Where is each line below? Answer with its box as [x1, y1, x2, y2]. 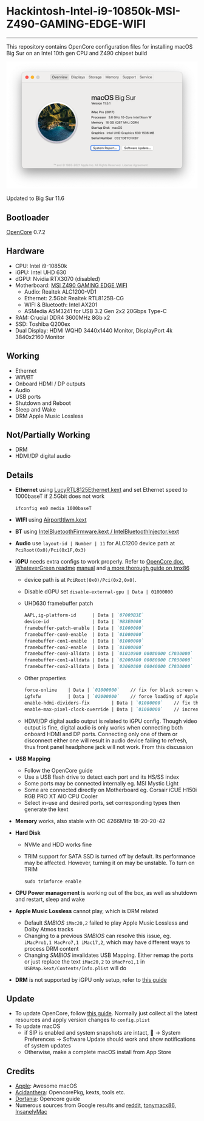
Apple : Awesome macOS [15, 1082, 78, 1089]
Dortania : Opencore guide [15, 1095, 81, 1103]
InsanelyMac [15, 1108, 47, 1116]
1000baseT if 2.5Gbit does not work [15, 492, 105, 500]
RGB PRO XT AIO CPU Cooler [24, 792, 98, 800]
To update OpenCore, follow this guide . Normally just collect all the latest [15, 1010, 198, 1017]
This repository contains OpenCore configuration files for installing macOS [6, 43, 193, 50]
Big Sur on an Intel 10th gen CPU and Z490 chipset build [6, 49, 148, 57]
